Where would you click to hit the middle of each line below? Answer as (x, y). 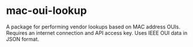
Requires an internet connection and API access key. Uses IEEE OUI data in (97, 32)
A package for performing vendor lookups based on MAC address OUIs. (93, 27)
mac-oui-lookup (46, 11)
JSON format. (23, 39)
